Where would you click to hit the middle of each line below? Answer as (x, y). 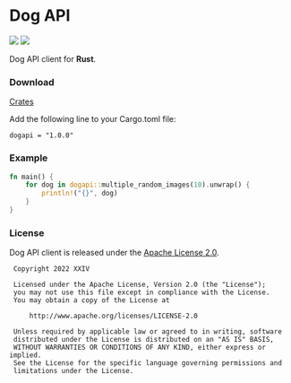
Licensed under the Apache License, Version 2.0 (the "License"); (140, 285)
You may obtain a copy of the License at (91, 300)
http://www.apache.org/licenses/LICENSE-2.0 (114, 316)
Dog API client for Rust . (53, 58)
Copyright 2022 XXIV (51, 269)
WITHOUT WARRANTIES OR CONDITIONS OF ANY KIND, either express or (140, 348)
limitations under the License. (73, 371)
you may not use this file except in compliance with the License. (141, 292)
